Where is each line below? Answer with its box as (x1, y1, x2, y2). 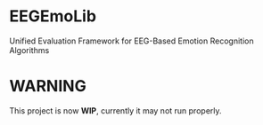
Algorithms (9, 44, 50, 55)
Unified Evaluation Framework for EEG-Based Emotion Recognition (9, 35, 254, 46)
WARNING (9, 76, 86, 97)
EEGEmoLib (9, 6, 96, 27)
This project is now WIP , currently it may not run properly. (9, 105, 222, 116)
